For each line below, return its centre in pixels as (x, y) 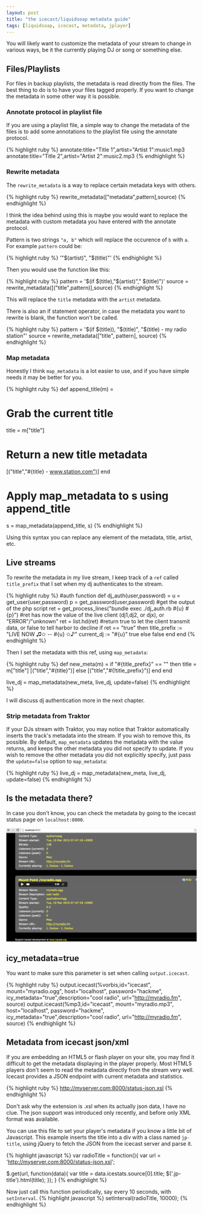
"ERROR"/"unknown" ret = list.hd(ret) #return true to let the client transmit (98, 621)
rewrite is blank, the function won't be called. (63, 317)
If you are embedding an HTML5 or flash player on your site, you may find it (100, 1057)
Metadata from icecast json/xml (68, 1042)
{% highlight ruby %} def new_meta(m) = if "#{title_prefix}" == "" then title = (101, 664)
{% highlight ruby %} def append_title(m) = (60, 389)
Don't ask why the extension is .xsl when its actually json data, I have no (96, 1106)
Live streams (31, 563)
